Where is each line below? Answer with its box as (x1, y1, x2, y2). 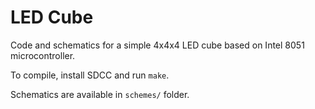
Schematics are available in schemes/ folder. (10, 88, 190, 100)
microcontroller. (10, 49, 76, 61)
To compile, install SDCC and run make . (10, 69, 170, 81)
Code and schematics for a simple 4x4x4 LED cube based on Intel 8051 (10, 39, 305, 51)
